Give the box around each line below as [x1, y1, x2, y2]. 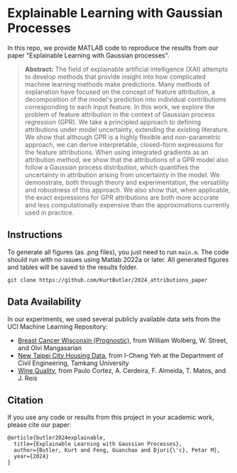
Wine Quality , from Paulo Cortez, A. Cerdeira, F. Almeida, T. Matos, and [17, 366, 226, 374]
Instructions [7, 229, 62, 241]
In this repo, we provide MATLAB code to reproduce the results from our [7, 43, 219, 52]
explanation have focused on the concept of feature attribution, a [24, 87, 216, 96]
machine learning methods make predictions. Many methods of [24, 80, 210, 88]
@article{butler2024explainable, [7, 435, 106, 442]
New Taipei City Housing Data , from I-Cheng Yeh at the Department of [17, 351, 224, 359]
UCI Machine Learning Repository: [7, 322, 108, 331]
